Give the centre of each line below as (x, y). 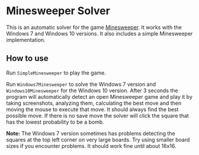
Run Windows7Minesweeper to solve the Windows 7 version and (81, 84)
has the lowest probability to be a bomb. (55, 122)
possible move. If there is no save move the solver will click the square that (98, 115)
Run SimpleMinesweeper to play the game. (56, 73)
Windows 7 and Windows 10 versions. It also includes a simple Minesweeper (99, 33)
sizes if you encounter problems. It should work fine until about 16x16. (91, 146)
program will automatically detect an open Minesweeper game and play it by (99, 96)
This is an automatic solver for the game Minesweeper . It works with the (94, 27)
